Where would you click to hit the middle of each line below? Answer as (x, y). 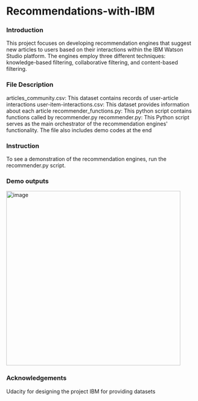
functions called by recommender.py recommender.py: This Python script (98, 117)
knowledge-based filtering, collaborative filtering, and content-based (92, 62)
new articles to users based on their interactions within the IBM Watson (95, 50)
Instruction (23, 145)
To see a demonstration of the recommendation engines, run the (87, 159)
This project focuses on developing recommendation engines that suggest (99, 43)
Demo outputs (28, 181)
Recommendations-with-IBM (81, 11)
